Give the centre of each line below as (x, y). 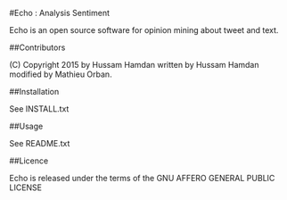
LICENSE (26, 187)
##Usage (26, 126)
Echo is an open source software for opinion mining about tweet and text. (144, 30)
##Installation (34, 92)
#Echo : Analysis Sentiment (59, 13)
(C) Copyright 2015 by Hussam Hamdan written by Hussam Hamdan (134, 65)
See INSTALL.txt (39, 109)
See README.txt (40, 143)
